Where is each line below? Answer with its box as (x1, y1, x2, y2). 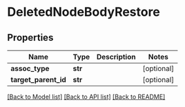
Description (96, 52, 136, 61)
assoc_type (10, 64, 50, 73)
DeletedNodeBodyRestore (7, 4, 160, 20)
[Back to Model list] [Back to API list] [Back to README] (7, 93, 166, 101)
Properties (7, 32, 54, 43)
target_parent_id (10, 75, 67, 84)
